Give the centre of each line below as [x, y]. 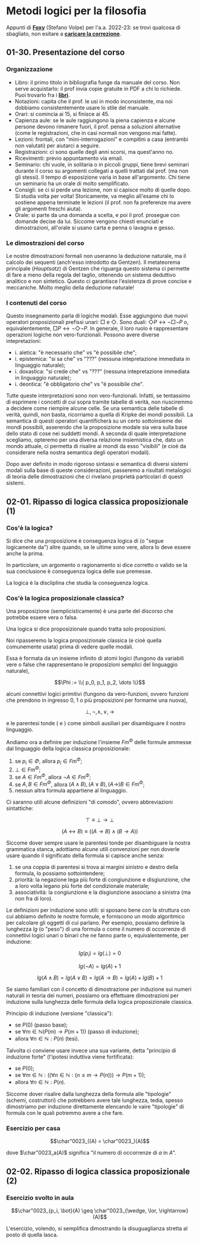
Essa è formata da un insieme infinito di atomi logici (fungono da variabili [95, 659]
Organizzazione [30, 70]
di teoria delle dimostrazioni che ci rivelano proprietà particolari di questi [95, 477]
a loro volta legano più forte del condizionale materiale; [82, 886]
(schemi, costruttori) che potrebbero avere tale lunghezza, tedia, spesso [94, 1100]
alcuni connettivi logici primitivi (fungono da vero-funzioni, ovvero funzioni [97, 694]
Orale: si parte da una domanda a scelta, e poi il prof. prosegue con [97, 215]
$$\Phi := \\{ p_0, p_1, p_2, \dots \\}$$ [100, 682]
